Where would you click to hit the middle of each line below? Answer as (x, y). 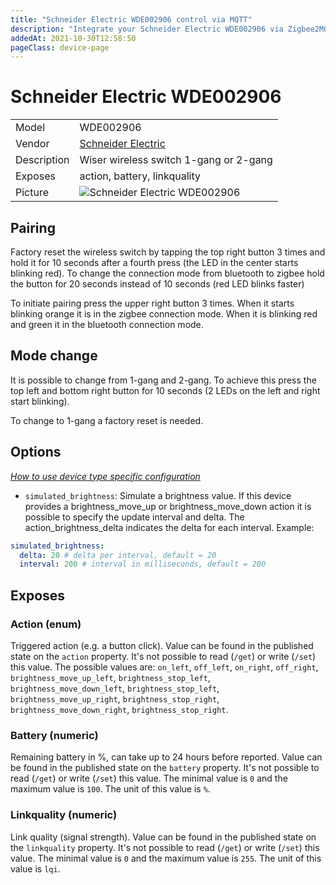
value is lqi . (35, 868)
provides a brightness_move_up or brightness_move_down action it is (168, 506)
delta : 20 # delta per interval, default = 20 (118, 555)
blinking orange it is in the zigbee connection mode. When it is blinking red (164, 314)
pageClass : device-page (60, 47)
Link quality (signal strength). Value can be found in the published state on (163, 837)
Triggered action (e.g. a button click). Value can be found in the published (162, 645)
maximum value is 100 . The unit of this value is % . (110, 789)
